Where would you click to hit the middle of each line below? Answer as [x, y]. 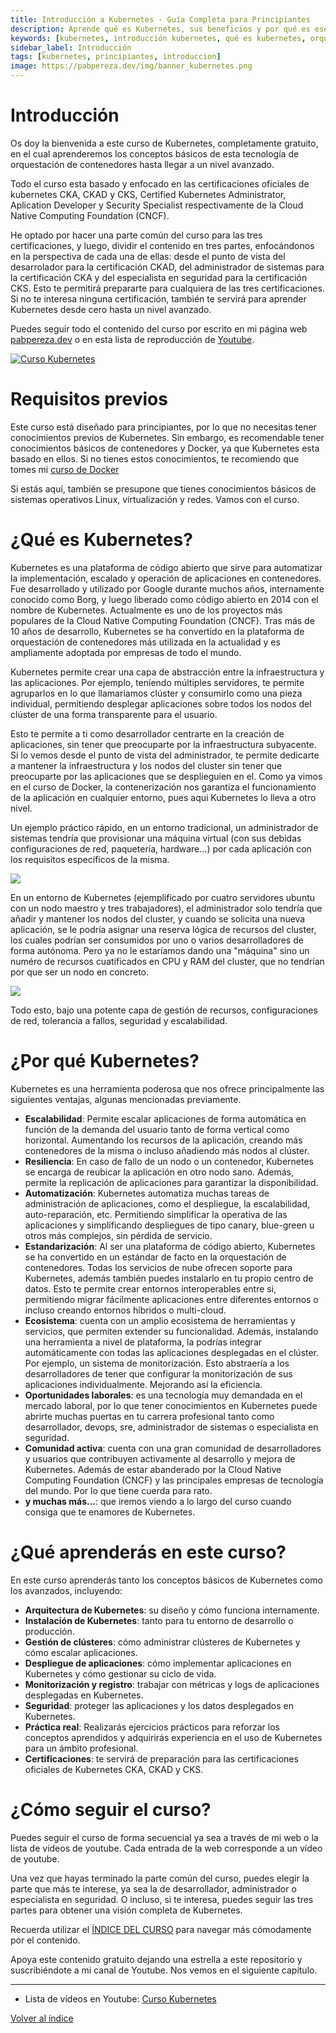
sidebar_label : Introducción [71, 47]
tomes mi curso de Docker [65, 469]
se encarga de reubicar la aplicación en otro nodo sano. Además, [159, 1172]
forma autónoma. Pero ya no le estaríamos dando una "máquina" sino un [160, 950]
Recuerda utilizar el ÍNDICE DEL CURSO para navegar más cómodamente [161, 1929]
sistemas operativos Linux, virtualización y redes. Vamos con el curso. [155, 499]
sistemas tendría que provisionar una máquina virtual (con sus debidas [156, 838]
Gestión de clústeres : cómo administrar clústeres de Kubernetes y [162, 1642]
